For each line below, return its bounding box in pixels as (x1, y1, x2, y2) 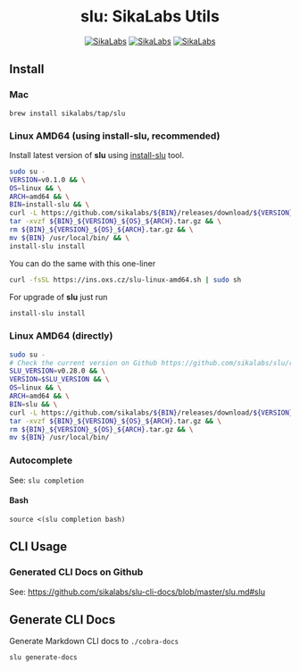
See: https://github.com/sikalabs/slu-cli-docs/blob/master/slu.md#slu (9, 586, 266, 597)
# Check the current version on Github (9, 358, 158, 367)
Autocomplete (9, 454, 73, 466)
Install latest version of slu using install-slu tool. (9, 149, 185, 160)
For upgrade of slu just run (9, 291, 108, 302)
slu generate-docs (9, 653, 78, 662)
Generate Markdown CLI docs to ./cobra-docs (9, 636, 179, 647)
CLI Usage (9, 539, 68, 555)
